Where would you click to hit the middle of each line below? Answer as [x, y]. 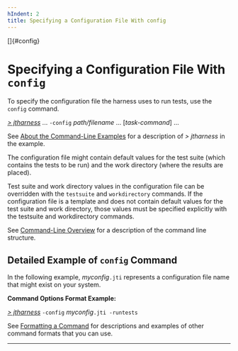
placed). [19, 173]
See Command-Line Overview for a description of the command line [107, 230]
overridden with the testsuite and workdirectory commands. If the [105, 194]
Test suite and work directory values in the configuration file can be [106, 186]
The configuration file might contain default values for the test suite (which [116, 157]
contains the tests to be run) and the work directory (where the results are [115, 165]
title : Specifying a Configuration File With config [87, 21]
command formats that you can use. [60, 333]
